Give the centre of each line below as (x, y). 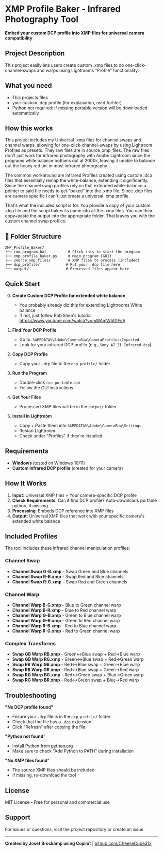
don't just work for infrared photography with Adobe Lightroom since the (78, 156)
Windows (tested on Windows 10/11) (49, 463)
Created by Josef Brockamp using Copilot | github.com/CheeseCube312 (78, 843)
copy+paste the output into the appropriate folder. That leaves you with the (80, 216)
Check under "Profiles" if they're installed (61, 436)
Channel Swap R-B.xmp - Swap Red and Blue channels (68, 576)
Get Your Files (26, 397)
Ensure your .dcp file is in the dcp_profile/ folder (61, 717)
